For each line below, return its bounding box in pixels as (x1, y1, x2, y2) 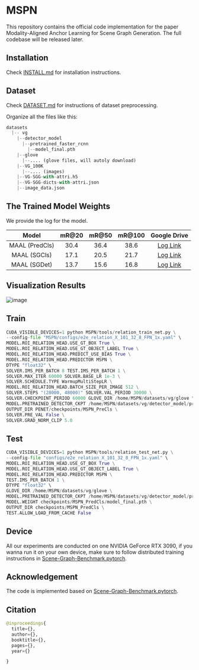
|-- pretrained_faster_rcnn (21, 141, 89, 147)
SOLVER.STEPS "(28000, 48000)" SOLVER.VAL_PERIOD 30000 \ (6, 390, 152, 396)
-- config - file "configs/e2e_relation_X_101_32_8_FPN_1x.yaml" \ (6, 455, 168, 461)
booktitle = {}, (11, 637, 46, 643)
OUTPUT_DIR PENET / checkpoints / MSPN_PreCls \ (6, 406, 118, 412)
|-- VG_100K (17, 163, 44, 169)
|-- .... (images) (21, 168, 65, 175)
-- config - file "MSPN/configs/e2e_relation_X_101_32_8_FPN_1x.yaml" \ (6, 335, 182, 341)
